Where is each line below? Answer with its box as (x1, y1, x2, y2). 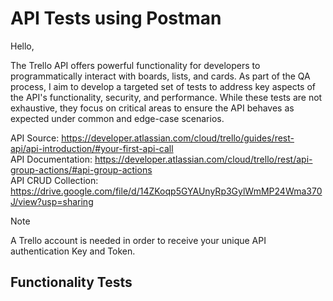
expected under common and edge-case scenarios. (10, 112, 225, 124)
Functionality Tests (10, 274, 133, 291)
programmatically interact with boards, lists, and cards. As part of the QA (10, 70, 311, 82)
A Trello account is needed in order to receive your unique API (10, 234, 267, 246)
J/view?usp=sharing (10, 195, 94, 207)
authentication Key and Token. (10, 245, 136, 257)
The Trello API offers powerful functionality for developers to (10, 59, 261, 71)
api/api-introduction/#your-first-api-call (10, 142, 174, 154)
